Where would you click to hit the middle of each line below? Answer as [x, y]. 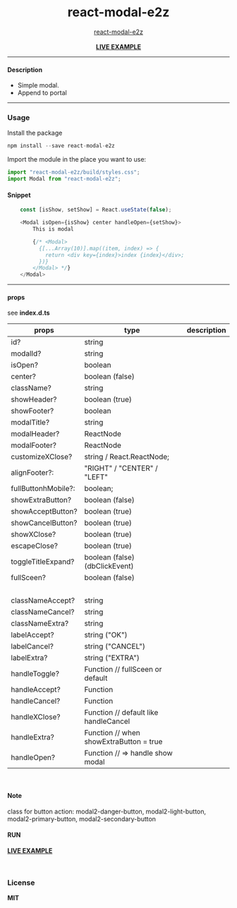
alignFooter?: [32, 473]
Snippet [19, 195]
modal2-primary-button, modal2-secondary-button [82, 818]
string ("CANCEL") [115, 646]
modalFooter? [34, 445]
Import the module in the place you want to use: [77, 159]
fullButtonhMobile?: [43, 489]
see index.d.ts [29, 313]
